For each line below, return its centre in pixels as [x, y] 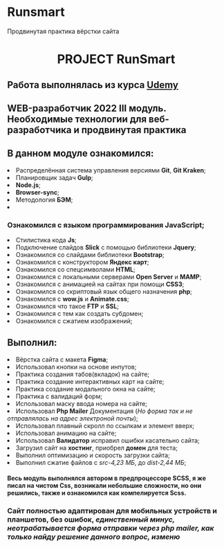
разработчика [39, 130]
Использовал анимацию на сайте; [66, 433]
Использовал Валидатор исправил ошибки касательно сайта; [108, 440]
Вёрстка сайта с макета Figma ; [62, 359]
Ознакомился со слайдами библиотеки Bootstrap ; [90, 255]
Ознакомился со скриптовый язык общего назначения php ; [104, 292]
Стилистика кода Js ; [47, 240]
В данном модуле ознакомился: [81, 153]
